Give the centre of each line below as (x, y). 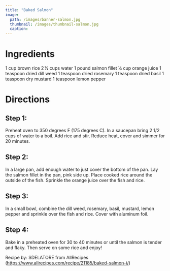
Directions (27, 99)
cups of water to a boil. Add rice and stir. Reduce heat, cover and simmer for (85, 136)
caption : (19, 29)
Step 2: (17, 157)
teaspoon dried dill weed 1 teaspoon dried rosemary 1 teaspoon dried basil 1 (84, 74)
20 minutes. (18, 141)
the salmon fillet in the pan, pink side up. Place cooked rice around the (79, 175)
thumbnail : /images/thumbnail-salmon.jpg (54, 24)
